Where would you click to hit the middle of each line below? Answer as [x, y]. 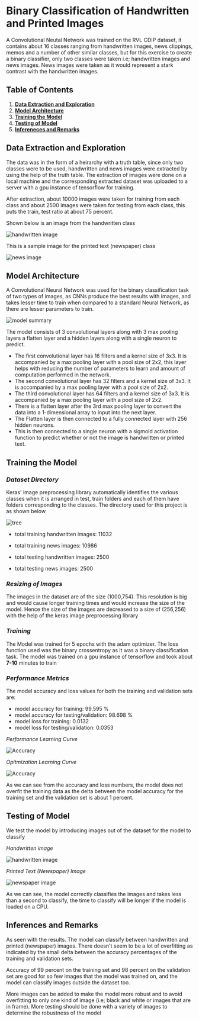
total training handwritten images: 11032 [63, 534]
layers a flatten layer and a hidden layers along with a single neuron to [92, 338]
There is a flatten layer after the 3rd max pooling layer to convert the [98, 406]
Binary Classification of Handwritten [98, 11]
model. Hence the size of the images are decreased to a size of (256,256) [96, 609]
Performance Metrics [38, 678]
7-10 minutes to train [32, 663]
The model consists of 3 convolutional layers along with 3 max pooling [92, 332]
